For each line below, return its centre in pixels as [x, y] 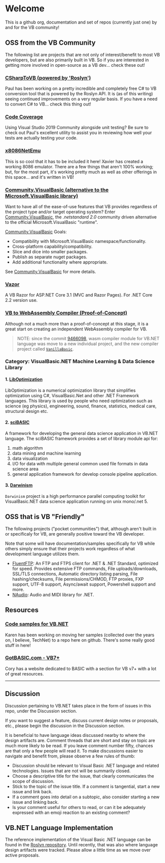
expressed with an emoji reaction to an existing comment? [71, 812]
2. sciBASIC [17, 422]
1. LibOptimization [24, 379]
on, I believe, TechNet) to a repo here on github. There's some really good [80, 640]
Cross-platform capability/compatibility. [52, 246]
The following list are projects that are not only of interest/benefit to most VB [82, 54]
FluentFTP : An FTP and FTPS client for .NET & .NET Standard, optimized [85, 563]
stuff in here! [18, 645]
